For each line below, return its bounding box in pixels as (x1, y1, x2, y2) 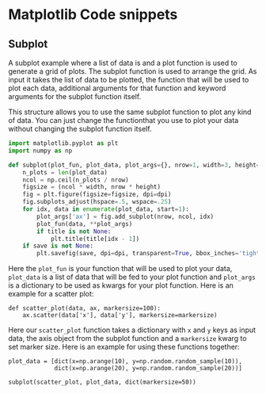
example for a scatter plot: (8, 289, 94, 299)
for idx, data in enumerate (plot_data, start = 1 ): (22, 205, 190, 213)
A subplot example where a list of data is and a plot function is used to (8, 58, 237, 67)
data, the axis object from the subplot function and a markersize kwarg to (8, 334, 247, 343)
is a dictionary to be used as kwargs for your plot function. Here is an (8, 281, 234, 290)
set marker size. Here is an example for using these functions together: (8, 342, 240, 352)
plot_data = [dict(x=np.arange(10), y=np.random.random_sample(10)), (8, 358, 243, 365)
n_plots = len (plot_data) (22, 168, 108, 176)
